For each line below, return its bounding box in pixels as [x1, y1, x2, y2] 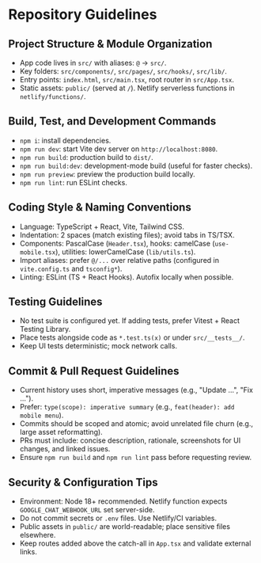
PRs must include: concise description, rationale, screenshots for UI [19, 436, 241, 445]
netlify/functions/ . [19, 92, 86, 101]
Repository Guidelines [8, 6, 157, 24]
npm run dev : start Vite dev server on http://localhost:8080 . [19, 144, 218, 154]
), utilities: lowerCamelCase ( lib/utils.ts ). [55, 247, 196, 257]
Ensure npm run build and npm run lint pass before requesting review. [19, 453, 252, 462]
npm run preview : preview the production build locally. [19, 169, 195, 179]
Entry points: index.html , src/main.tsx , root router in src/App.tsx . [19, 75, 235, 84]
